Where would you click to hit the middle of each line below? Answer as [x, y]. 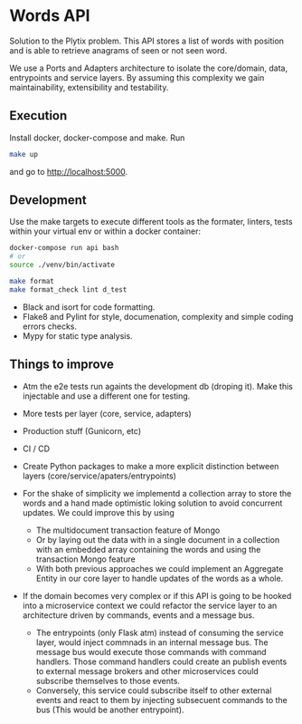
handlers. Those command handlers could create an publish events [161, 661]
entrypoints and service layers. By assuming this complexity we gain [137, 77]
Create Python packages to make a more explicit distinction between [151, 466]
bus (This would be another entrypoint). [110, 710]
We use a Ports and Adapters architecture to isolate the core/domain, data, [148, 68]
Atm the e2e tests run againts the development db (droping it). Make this [158, 386]
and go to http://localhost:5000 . [69, 171]
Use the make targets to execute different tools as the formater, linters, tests [151, 222]
